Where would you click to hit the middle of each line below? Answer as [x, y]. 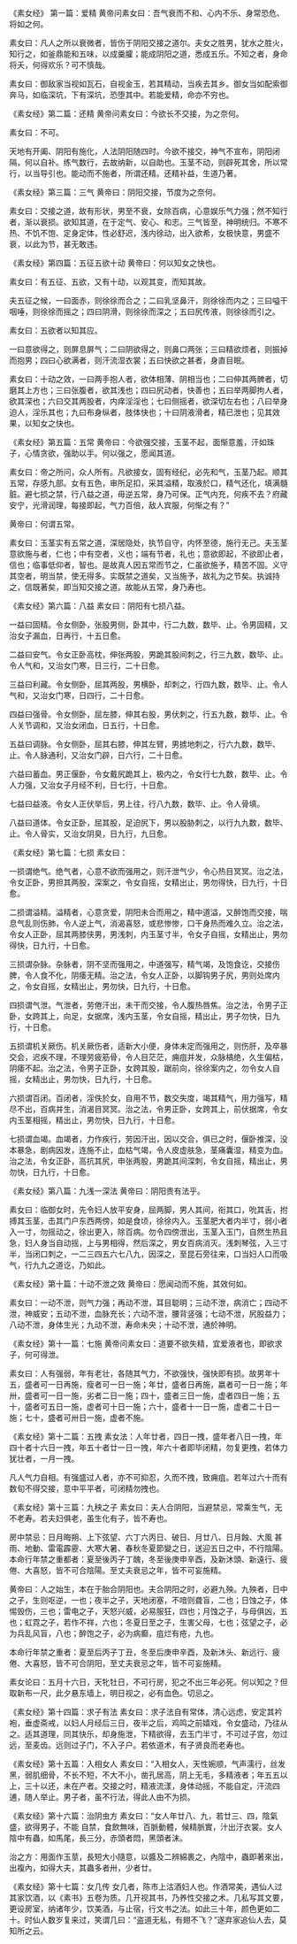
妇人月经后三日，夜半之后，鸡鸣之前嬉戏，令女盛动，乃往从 [179, 1723]
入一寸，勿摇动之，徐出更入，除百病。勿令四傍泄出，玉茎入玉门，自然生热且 [148, 1232]
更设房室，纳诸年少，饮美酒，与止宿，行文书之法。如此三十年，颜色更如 [141, 1909]
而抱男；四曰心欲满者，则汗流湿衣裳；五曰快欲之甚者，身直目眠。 [129, 360]
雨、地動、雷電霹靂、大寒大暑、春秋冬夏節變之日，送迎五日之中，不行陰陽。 [148, 1548]
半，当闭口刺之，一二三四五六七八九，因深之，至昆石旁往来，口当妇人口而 [145, 1254]
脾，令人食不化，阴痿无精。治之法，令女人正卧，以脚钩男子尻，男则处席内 [145, 975]
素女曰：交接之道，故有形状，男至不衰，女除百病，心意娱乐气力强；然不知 [145, 211]
